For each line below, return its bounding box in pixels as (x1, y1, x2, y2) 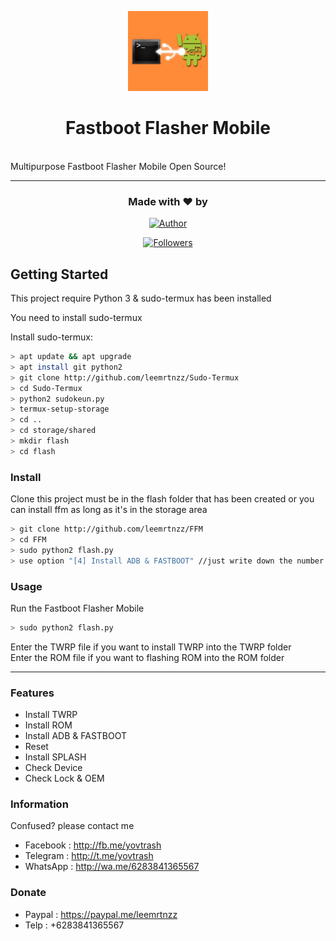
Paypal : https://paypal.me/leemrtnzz (24, 908, 178, 920)
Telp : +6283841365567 (24, 919, 125, 931)
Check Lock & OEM (24, 772, 105, 785)
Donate (10, 886, 47, 900)
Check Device (24, 762, 83, 774)
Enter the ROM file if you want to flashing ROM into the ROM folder (10, 651, 285, 663)
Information (10, 797, 69, 811)
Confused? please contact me (10, 820, 135, 832)
